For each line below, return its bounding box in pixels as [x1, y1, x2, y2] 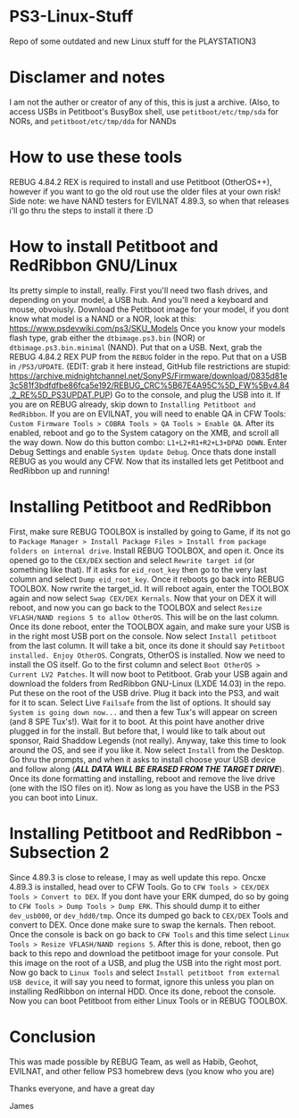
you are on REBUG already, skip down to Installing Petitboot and [9, 399, 256, 409]
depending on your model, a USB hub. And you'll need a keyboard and [9, 294, 269, 305]
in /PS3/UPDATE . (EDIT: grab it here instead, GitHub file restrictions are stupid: [9, 360, 291, 372]
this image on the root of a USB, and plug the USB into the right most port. [9, 957, 282, 968]
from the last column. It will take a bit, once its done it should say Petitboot [9, 640, 286, 651]
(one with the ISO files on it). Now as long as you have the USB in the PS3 [9, 782, 280, 793]
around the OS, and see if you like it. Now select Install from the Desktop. [9, 744, 285, 755]
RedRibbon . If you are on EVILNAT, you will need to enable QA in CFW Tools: [9, 408, 287, 419]
